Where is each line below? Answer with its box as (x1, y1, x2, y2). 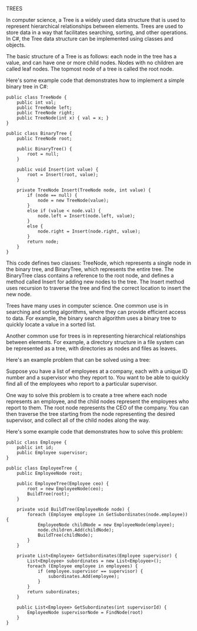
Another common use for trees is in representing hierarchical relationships (6, 332, 186, 339)
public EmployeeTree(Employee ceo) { (16, 481, 109, 487)
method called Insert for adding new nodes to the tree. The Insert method (6, 278, 184, 285)
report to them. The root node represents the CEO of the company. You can (6, 404, 189, 411)
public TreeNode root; (16, 136, 72, 141)
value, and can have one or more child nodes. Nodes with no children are (6, 59, 183, 66)
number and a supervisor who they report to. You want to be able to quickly (6, 374, 189, 381)
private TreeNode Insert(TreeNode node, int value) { (16, 187, 151, 193)
